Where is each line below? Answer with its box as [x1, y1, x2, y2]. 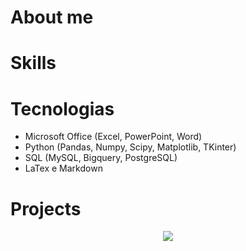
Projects [10, 197, 82, 220]
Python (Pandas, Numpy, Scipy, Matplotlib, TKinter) [24, 141, 237, 153]
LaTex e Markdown [24, 162, 103, 175]
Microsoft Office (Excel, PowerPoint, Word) [24, 131, 203, 143]
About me [10, 6, 94, 29]
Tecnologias [10, 97, 115, 120]
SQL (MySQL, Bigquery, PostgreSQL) [24, 152, 178, 164]
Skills [10, 52, 57, 75]
